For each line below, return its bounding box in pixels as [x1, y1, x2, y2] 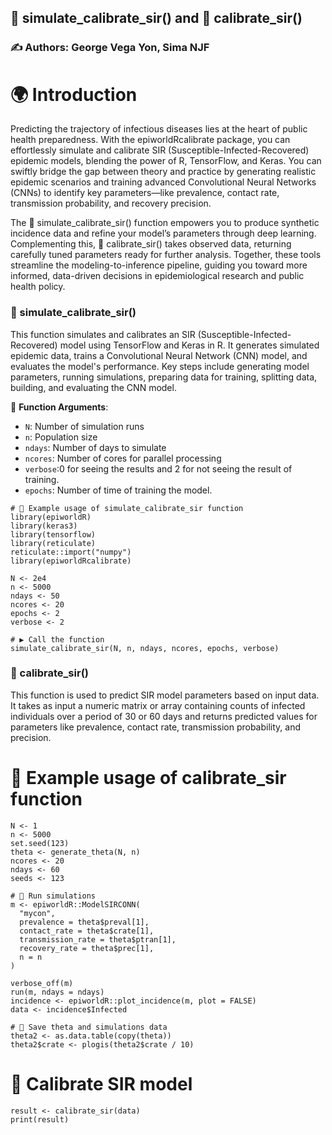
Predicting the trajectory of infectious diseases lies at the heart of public [10, 123, 308, 135]
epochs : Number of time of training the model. [24, 484, 213, 496]
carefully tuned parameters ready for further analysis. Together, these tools [10, 249, 322, 261]
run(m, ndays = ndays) [10, 987, 105, 997]
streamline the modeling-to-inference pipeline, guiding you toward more [10, 259, 308, 271]
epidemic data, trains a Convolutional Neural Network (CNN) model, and [10, 349, 308, 361]
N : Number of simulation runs [24, 420, 145, 432]
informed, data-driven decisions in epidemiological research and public [10, 270, 305, 282]
